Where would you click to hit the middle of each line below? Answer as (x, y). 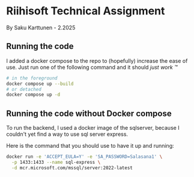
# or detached (24, 89)
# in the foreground (32, 78)
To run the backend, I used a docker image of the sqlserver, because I (93, 128)
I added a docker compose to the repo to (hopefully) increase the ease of (97, 60)
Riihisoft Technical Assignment (86, 11)
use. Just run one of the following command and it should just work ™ (92, 67)
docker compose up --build (40, 84)
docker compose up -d (33, 95)
